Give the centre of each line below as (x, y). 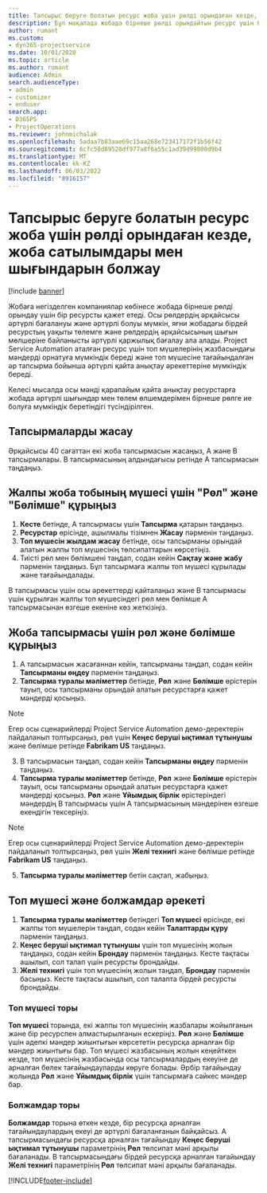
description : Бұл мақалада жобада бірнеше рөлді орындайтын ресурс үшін (131, 23)
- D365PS (23, 120)
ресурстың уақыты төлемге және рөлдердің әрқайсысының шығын (123, 332)
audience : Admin (35, 75)
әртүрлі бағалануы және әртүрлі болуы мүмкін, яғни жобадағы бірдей (128, 323)
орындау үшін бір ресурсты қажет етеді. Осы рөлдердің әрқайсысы (124, 315)
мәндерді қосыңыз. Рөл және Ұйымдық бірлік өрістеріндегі (123, 795)
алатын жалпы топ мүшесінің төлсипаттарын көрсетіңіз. (115, 550)
